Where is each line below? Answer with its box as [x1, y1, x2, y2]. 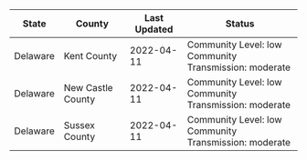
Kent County [63, 50, 118, 62]
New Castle [63, 82, 113, 94]
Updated [134, 23, 174, 35]
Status [225, 17, 255, 30]
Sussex [63, 119, 96, 131]
